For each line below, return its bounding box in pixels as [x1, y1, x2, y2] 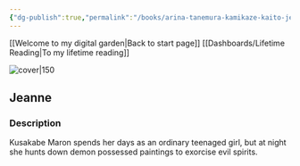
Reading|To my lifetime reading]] [9, 46, 129, 58]
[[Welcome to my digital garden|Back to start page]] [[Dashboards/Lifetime [9, 37, 286, 48]
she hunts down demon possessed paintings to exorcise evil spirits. [9, 146, 258, 157]
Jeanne [9, 90, 52, 105]
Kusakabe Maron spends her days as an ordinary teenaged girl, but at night [9, 137, 287, 148]
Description [9, 117, 62, 129]
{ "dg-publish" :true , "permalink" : [9, 12, 134, 22]
